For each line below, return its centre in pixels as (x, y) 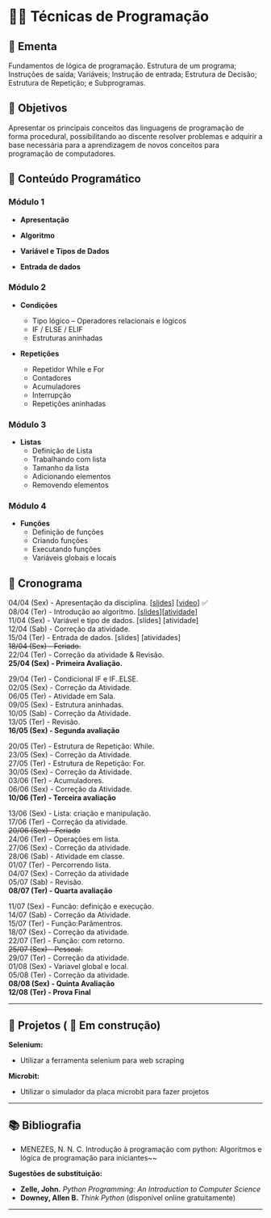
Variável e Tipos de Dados (65, 251)
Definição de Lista (62, 451)
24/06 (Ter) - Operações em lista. (65, 839)
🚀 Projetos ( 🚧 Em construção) (85, 1025)
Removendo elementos (70, 485)
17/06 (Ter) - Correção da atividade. (68, 822)
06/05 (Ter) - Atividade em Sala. (62, 696)
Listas (31, 442)
